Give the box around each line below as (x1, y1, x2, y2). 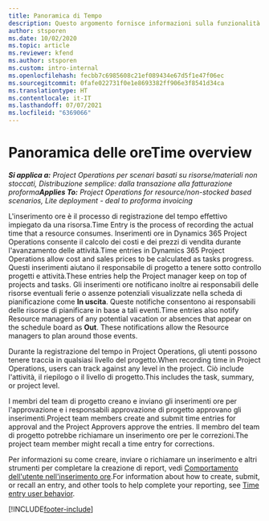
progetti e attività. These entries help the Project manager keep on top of (8, 271, 247, 281)
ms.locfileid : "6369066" (8, 109, 92, 117)
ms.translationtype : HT (8, 86, 88, 95)
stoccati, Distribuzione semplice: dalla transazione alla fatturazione (8, 178, 233, 188)
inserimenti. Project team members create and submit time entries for (8, 413, 236, 423)
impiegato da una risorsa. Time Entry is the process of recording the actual (8, 219, 255, 229)
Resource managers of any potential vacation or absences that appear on (8, 314, 251, 323)
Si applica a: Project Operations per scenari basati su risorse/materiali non (8, 170, 258, 179)
